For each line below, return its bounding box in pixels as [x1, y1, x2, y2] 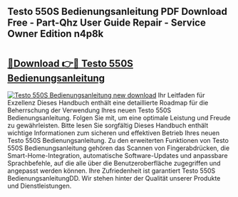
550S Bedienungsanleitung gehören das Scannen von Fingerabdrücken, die [7, 144, 230, 152]
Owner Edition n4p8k [7, 28, 104, 40]
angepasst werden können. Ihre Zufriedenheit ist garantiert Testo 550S [7, 166, 216, 175]
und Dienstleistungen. [7, 181, 72, 190]
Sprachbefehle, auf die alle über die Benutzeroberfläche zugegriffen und [7, 159, 221, 167]
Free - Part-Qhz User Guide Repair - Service [7, 17, 207, 29]
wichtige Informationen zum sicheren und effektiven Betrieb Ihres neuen [7, 129, 219, 137]
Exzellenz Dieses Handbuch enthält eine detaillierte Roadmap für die [7, 99, 209, 107]
